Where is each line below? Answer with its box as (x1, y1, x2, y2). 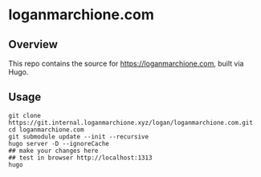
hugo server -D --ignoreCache (8, 139, 110, 147)
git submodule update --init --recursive (8, 132, 149, 141)
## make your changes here (8, 147, 99, 155)
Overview (8, 38, 59, 51)
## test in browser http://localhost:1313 (8, 154, 153, 162)
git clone (8, 111, 42, 119)
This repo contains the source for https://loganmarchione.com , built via (8, 58, 244, 68)
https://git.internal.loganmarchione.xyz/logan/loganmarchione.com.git (8, 119, 253, 127)
